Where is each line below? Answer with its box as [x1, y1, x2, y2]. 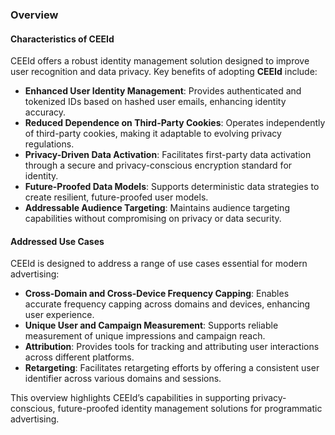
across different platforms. [24, 351, 135, 363]
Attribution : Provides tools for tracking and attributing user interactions [24, 341, 320, 353]
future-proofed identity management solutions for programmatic [57, 403, 323, 415]
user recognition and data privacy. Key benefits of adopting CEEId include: [10, 66, 318, 78]
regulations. [24, 138, 75, 150]
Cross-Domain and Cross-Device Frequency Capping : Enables [24, 288, 290, 300]
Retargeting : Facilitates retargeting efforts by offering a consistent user [24, 362, 320, 374]
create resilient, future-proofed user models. [24, 191, 209, 203]
